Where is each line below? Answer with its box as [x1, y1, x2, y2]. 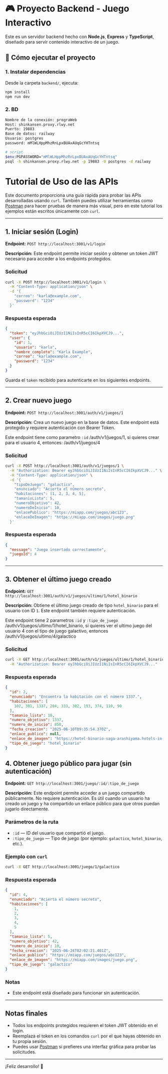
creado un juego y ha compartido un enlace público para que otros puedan [5, 801, 160, 807]
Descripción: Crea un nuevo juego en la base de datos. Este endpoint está [5, 419, 159, 425]
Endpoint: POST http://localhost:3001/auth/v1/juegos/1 [5, 409, 123, 415]
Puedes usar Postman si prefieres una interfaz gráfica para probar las [12, 1043, 156, 1050]
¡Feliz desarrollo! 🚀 [5, 1063, 43, 1069]
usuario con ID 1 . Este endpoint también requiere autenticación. [5, 608, 136, 614]
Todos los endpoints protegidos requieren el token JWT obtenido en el [12, 1022, 158, 1028]
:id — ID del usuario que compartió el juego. [12, 830, 105, 836]
